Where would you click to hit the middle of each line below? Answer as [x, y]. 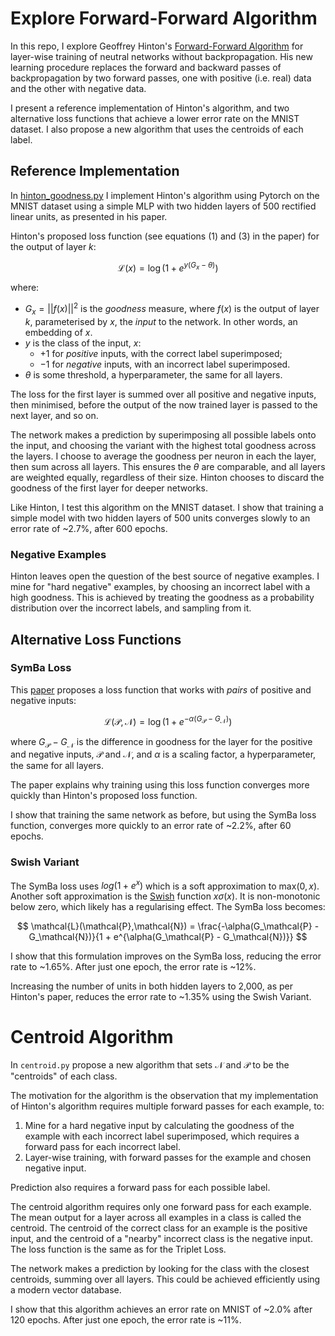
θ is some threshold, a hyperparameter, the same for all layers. [153, 374]
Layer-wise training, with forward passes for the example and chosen [168, 1158]
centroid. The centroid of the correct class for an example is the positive [159, 1228]
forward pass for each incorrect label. [102, 1147]
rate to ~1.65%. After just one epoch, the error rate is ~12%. [133, 967]
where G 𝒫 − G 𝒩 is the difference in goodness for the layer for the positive [161, 742]
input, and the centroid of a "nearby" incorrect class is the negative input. [161, 1239]
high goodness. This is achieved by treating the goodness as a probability [162, 598]
